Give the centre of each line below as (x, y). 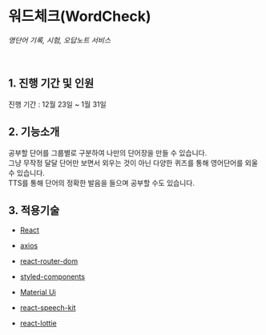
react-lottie (38, 323)
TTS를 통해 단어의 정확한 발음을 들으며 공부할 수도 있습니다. (101, 183)
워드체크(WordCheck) (80, 16)
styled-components (52, 276)
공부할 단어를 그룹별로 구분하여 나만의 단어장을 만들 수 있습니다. (108, 152)
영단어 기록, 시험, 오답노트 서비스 (60, 40)
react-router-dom (49, 261)
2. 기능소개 (34, 132)
